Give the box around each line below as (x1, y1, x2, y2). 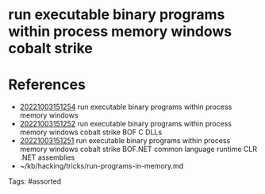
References (8, 76, 86, 94)
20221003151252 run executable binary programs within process (19, 119, 232, 129)
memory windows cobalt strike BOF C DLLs (19, 127, 163, 137)
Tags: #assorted (8, 177, 62, 186)
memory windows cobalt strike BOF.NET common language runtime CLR (19, 145, 258, 154)
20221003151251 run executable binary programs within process (19, 136, 231, 145)
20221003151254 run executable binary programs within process (19, 102, 232, 112)
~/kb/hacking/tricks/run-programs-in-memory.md (19, 161, 184, 171)
